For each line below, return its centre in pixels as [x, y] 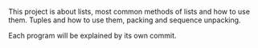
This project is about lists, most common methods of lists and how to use [129, 12]
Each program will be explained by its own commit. [92, 36]
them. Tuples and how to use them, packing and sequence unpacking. [125, 20]
